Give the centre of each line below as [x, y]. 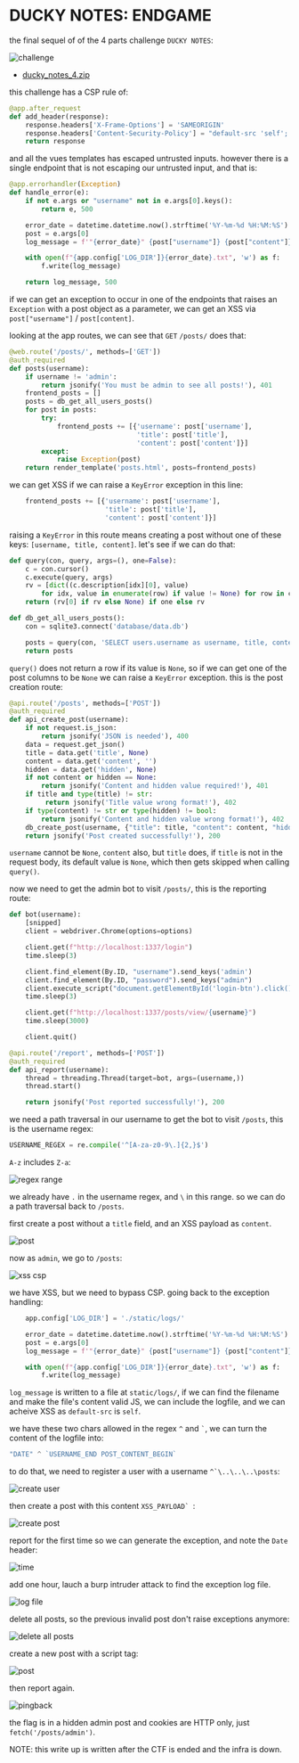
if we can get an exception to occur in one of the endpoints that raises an [143, 299]
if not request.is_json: [71, 728]
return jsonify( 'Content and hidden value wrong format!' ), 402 [163, 819]
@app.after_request [45, 108]
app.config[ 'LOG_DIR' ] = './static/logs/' [105, 1319]
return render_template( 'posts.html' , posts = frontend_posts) [141, 468]
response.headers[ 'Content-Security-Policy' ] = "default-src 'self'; [157, 133]
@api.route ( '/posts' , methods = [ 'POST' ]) [85, 703]
